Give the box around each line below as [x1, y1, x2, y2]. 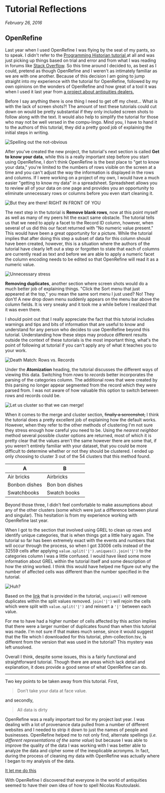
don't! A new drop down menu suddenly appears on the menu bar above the [5, 296, 160, 302]
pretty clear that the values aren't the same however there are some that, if [5, 438, 157, 443]
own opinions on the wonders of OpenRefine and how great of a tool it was [5, 83, 157, 89]
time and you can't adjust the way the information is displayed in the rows [5, 169, 154, 175]
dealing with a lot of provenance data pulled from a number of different [5, 721, 149, 727]
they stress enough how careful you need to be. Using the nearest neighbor [5, 427, 159, 433]
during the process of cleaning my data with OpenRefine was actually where [5, 753, 160, 759]
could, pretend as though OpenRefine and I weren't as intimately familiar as [5, 68, 158, 74]
